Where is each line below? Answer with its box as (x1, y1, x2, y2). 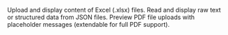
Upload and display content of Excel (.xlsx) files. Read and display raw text (7, 6, 221, 14)
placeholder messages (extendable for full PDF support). (7, 21, 170, 28)
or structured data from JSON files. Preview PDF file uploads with (7, 13, 195, 21)
